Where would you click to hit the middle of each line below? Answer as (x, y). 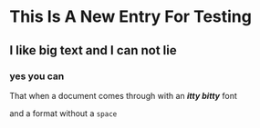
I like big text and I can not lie (93, 50)
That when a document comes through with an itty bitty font (123, 95)
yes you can (37, 76)
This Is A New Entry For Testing (131, 17)
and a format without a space (63, 113)
